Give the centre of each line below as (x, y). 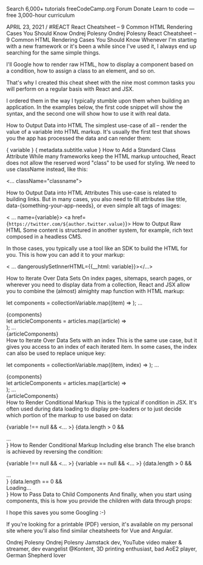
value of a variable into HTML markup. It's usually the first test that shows (98, 132)
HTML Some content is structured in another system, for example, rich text (100, 230)
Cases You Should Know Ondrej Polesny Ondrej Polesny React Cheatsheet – (101, 33)
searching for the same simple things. (53, 53)
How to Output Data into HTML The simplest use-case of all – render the (97, 125)
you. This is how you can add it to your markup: (66, 255)
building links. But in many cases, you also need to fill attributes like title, (97, 199)
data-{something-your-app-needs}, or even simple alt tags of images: (94, 206)
